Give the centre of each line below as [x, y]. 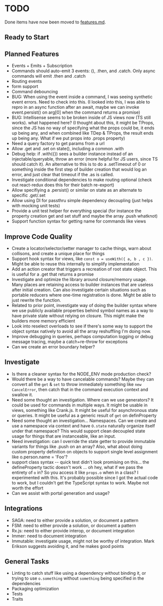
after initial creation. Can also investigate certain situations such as [79, 290]
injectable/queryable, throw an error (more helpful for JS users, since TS [85, 159]
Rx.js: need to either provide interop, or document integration [73, 530]
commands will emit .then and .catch [49, 76]
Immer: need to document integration [49, 536]
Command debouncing [35, 92]
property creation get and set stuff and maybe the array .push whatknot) [85, 216]
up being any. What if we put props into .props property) [68, 138]
